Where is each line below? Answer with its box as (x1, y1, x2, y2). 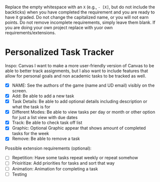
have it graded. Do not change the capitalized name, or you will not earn (5, 15, 149, 20)
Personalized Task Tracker (5, 47, 115, 58)
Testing (12, 171, 28, 177)
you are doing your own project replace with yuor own (5, 25, 113, 30)
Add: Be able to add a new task (12, 93, 74, 99)
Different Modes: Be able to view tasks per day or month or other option (12, 109, 156, 115)
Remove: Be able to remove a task (12, 136, 80, 142)
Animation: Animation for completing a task (12, 166, 98, 171)
